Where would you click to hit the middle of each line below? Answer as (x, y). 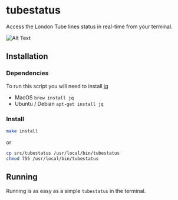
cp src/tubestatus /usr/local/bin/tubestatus (63, 153)
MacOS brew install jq (44, 97)
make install (22, 131)
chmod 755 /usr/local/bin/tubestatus (52, 159)
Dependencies (27, 73)
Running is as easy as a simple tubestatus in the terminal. (76, 191)
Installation (27, 56)
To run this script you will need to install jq (57, 86)
